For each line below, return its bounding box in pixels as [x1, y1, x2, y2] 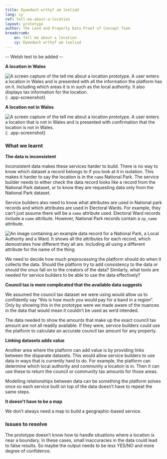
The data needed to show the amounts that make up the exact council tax [5, 317, 157, 323]
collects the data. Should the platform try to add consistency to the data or [5, 261, 158, 268]
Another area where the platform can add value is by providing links [5, 347, 145, 353]
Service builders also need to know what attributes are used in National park [5, 200, 162, 206]
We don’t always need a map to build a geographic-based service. [5, 408, 142, 414]
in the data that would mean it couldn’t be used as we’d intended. [5, 307, 139, 313]
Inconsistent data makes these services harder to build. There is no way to [5, 163, 159, 169]
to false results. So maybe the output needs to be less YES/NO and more [5, 442, 155, 448]
